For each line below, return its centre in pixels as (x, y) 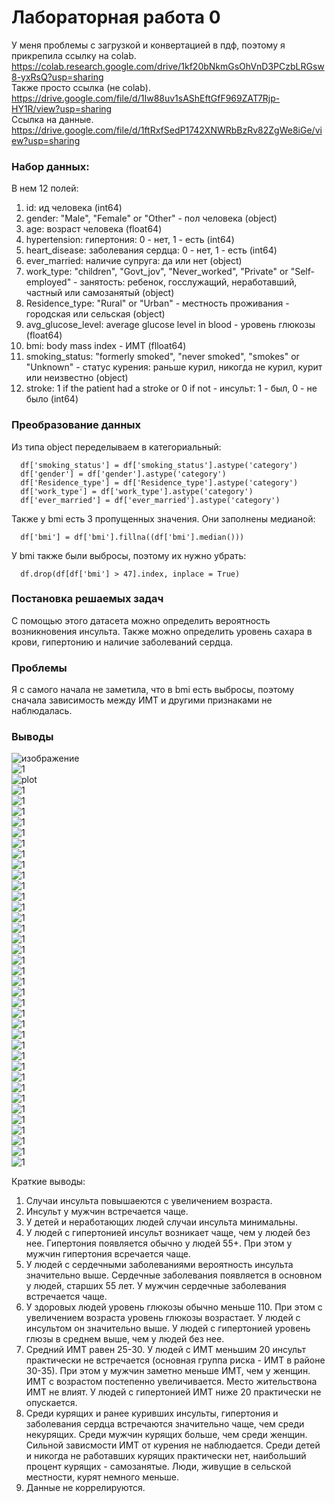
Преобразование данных (76, 425)
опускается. (51, 1403)
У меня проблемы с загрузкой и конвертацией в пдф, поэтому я (148, 45)
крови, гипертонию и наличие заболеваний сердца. (122, 642)
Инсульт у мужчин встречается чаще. (107, 1212)
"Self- (302, 272)
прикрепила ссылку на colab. (74, 55)
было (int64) (52, 399)
